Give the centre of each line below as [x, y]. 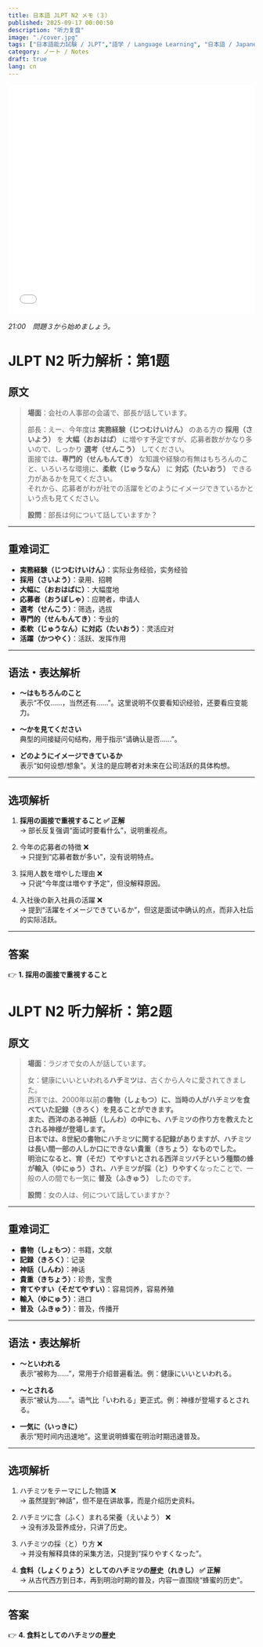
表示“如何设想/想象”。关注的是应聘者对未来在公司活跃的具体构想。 [127, 765]
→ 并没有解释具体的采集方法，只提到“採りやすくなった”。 [112, 1554]
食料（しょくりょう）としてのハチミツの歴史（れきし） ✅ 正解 [120, 1570]
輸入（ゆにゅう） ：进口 [56, 1298]
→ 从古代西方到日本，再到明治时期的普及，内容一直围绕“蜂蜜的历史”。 [133, 1580]
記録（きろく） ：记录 [52, 1259]
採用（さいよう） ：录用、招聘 [66, 579]
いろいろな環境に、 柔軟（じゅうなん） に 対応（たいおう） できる [147, 469]
